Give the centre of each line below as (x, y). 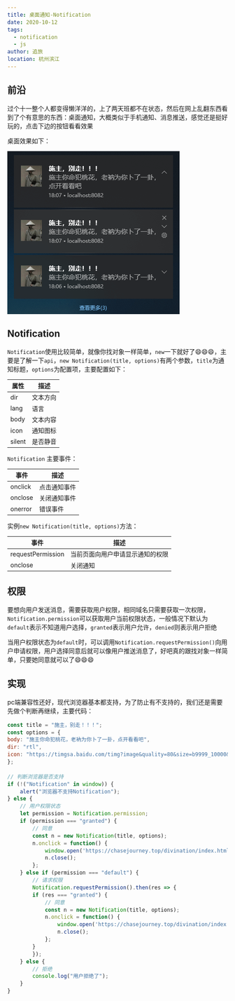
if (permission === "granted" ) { (69, 821)
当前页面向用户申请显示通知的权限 (120, 554)
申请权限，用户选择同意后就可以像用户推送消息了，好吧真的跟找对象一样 (117, 651)
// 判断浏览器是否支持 (36, 777)
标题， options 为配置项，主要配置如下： (70, 369)
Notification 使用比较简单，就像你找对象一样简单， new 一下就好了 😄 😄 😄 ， (114, 351)
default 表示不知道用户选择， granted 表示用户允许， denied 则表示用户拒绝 (112, 627)
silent (18, 441)
